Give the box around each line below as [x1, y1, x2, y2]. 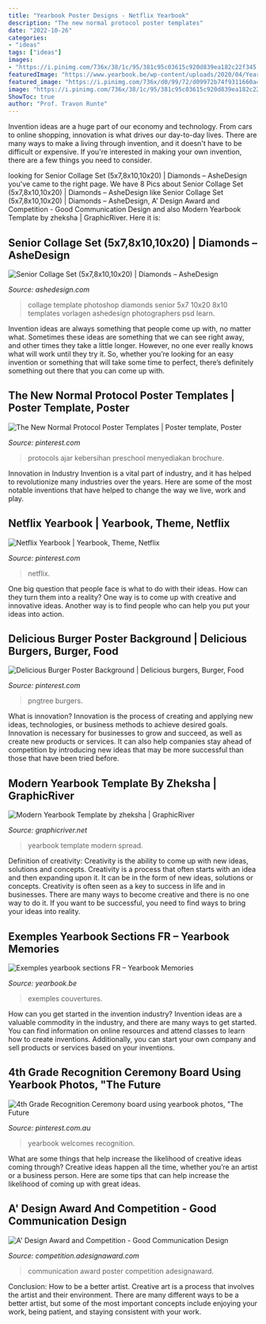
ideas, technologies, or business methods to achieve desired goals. [8, 720, 228, 729]
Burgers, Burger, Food [8, 644, 119, 658]
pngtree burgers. [27, 696, 83, 706]
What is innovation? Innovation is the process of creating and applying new [8, 711, 253, 721]
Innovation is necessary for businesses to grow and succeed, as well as [8, 729, 243, 738]
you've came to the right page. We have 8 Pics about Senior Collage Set [8, 179, 244, 189]
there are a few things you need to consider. [8, 155, 153, 165]
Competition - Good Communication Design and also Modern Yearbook [8, 205, 241, 214]
